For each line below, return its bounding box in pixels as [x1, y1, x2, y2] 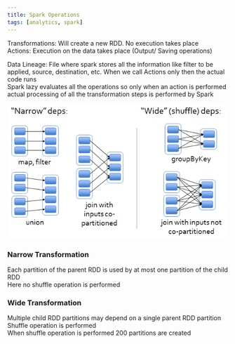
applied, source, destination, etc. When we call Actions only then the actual [7, 67, 225, 76]
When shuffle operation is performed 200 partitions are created [7, 329, 192, 337]
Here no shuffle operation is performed [7, 281, 121, 289]
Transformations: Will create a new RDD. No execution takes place [7, 39, 199, 47]
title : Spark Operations [7, 11, 80, 18]
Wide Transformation [7, 298, 82, 308]
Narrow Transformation [7, 249, 89, 259]
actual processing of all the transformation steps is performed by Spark [7, 90, 214, 98]
